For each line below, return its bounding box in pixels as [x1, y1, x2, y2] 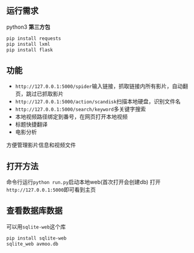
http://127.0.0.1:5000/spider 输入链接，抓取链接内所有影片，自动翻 [15, 82, 189, 90]
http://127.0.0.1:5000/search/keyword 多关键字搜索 [15, 106, 146, 113]
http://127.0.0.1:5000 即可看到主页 [6, 186, 96, 194]
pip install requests [6, 35, 62, 42]
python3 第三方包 [6, 23, 51, 31]
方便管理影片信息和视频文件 [6, 141, 76, 148]
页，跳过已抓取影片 [15, 90, 64, 98]
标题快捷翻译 [15, 121, 48, 128]
